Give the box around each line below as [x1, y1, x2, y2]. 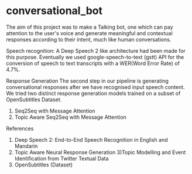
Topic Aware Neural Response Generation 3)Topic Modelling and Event [14, 148, 186, 156]
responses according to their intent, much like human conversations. [6, 36, 172, 43]
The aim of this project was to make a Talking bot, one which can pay [6, 23, 174, 30]
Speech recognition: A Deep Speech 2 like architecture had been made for [6, 47, 186, 54]
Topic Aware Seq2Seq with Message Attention [14, 113, 127, 121]
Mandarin [14, 142, 38, 149]
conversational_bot [6, 4, 103, 18]
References [6, 125, 34, 132]
